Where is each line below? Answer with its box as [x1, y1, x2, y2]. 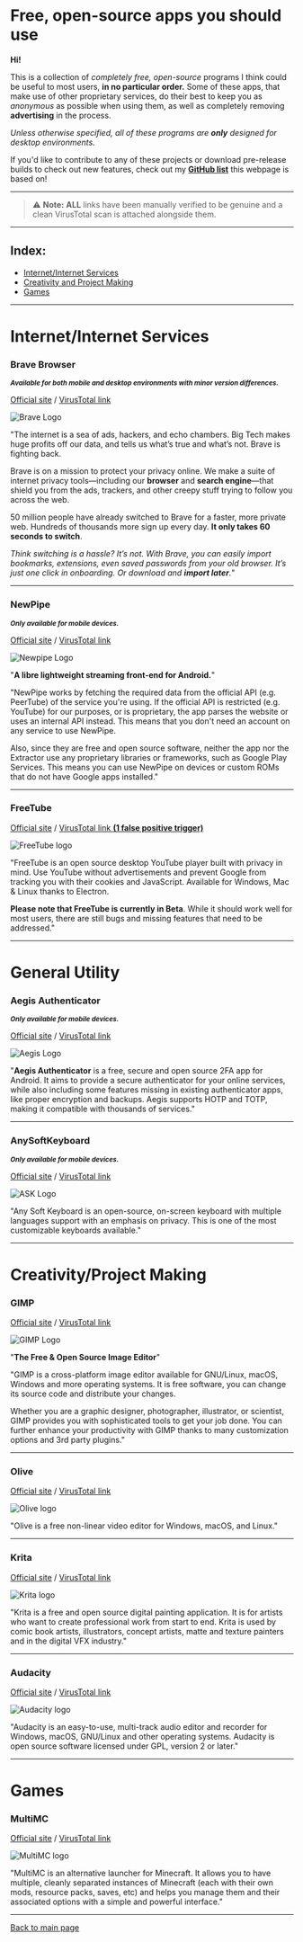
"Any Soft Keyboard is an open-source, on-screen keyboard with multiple [10, 1206, 282, 1216]
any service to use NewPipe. [10, 725, 116, 735]
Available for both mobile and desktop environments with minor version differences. [10, 379, 280, 388]
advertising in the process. [10, 110, 111, 120]
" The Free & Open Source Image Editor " [10, 1352, 161, 1363]
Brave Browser [10, 358, 76, 370]
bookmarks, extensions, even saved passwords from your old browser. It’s [10, 558, 287, 569]
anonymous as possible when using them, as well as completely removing [10, 100, 285, 111]
